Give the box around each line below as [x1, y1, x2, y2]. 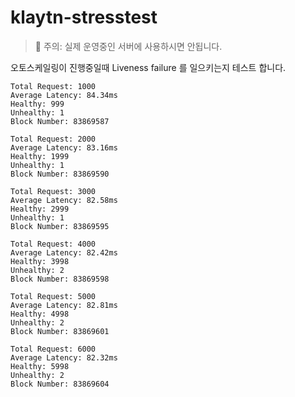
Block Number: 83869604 [10, 379, 110, 389]
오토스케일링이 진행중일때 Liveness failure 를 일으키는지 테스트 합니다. [10, 61, 287, 73]
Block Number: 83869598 [10, 274, 110, 284]
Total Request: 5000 [10, 291, 97, 301]
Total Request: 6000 [10, 344, 97, 354]
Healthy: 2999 [10, 204, 70, 214]
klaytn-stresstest [10, 6, 158, 29]
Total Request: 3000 [10, 186, 97, 196]
